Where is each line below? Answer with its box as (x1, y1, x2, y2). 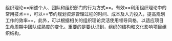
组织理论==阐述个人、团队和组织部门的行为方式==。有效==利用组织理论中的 (5, 5, 167, 10)
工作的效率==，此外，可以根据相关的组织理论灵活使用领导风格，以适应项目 (5, 17, 164, 23)
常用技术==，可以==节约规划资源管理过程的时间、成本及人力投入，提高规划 (5, 11, 165, 17)
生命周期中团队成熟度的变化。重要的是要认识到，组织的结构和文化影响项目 (5, 24, 162, 30)
